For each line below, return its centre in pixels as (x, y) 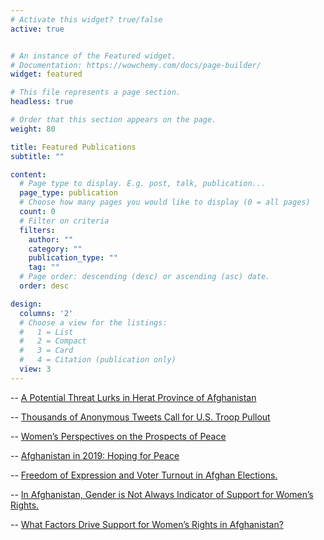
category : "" (55, 249)
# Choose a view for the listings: (93, 322)
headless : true (42, 102)
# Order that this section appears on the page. (113, 120)
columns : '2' (46, 313)
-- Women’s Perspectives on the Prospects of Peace (118, 436)
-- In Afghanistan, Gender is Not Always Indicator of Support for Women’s (162, 494)
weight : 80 (33, 129)
